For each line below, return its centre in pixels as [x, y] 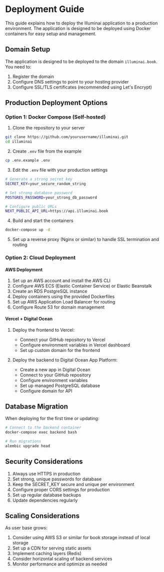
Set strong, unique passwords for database [57, 479]
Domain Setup [28, 49]
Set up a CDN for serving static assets [52, 548]
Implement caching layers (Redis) [47, 553]
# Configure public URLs [31, 206]
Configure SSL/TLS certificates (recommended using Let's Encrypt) [82, 87]
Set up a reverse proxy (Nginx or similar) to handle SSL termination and [85, 239]
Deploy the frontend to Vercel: [43, 330]
